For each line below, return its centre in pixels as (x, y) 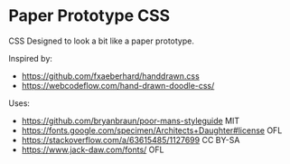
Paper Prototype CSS (89, 16)
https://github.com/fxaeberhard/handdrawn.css (110, 76)
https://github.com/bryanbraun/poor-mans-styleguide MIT (131, 121)
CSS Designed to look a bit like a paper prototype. (102, 41)
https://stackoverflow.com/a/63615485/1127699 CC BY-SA (131, 140)
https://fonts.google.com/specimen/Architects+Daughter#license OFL (152, 130)
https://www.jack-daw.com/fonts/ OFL (93, 150)
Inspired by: (31, 58)
